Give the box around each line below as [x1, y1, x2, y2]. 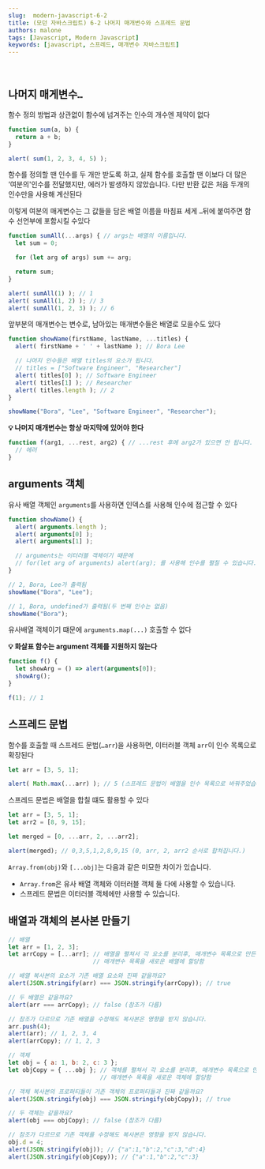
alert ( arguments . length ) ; [15, 523, 108, 531]
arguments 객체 [8, 477, 85, 491]
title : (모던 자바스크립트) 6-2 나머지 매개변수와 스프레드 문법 [8, 19, 191, 27]
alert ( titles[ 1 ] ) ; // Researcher [15, 378, 132, 387]
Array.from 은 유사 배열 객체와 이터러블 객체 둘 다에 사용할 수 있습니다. [19, 878, 236, 889]
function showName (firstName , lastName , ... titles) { [8, 335, 189, 344]
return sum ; [15, 268, 55, 276]
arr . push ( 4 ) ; [8, 1022, 51, 1031]
